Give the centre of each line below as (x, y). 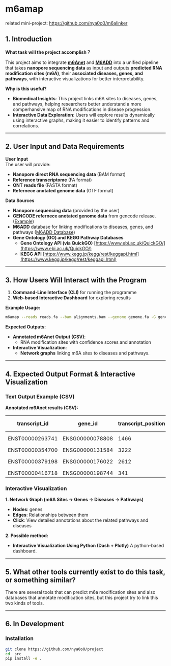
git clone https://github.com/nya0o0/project (54, 649)
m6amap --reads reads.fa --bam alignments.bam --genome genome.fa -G (81, 317)
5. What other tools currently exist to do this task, (85, 572)
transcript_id (33, 424)
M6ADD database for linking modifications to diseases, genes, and (83, 227)
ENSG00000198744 (88, 473)
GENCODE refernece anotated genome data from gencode (75, 216)
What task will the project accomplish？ (48, 52)
